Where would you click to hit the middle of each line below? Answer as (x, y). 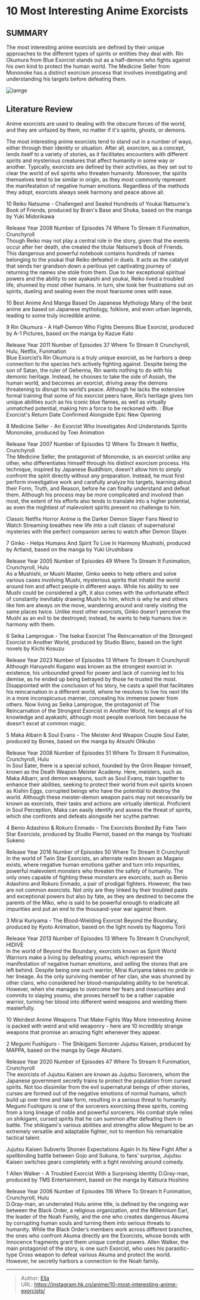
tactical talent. (24, 1137)
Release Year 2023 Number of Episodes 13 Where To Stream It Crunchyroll (98, 660)
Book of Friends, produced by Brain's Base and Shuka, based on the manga (99, 210)
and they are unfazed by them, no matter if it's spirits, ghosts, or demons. (96, 130)
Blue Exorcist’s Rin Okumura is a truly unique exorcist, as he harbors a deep (99, 357)
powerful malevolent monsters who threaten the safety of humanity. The (95, 871)
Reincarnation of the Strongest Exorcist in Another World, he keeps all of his (99, 710)
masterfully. (21, 1008)
